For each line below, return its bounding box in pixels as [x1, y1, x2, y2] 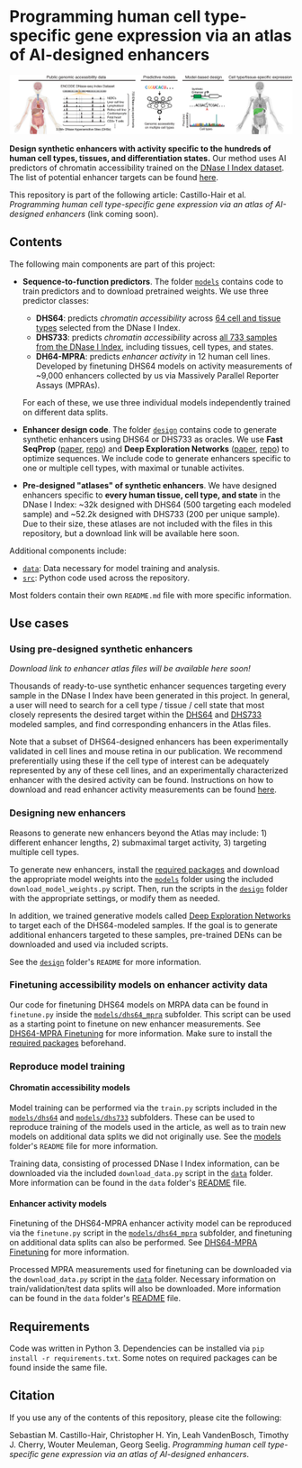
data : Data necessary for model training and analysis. [22, 562, 220, 573]
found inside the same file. [9, 1363, 108, 1372]
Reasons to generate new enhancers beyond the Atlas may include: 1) [9, 827, 268, 838]
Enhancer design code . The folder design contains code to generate [22, 424, 277, 434]
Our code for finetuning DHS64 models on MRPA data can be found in [9, 998, 269, 1010]
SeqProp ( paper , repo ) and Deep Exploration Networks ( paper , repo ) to [22, 443, 289, 454]
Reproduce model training [9, 1060, 126, 1072]
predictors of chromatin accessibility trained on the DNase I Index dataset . [9, 162, 285, 173]
